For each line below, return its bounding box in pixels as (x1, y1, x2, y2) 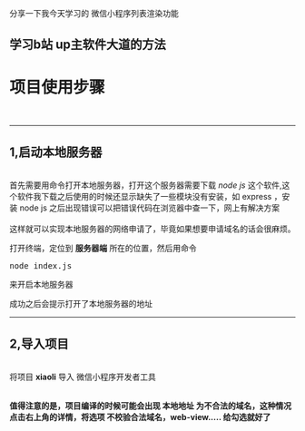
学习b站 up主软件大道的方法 (9, 37, 166, 53)
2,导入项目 (9, 336, 70, 351)
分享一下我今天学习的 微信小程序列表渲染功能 (9, 8, 179, 18)
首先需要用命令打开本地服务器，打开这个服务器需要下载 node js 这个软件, (9, 180, 282, 191)
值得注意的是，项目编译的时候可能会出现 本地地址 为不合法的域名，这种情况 (9, 400, 292, 411)
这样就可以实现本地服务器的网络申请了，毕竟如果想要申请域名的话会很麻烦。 (9, 223, 296, 234)
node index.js (9, 261, 73, 271)
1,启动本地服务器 (9, 144, 103, 160)
